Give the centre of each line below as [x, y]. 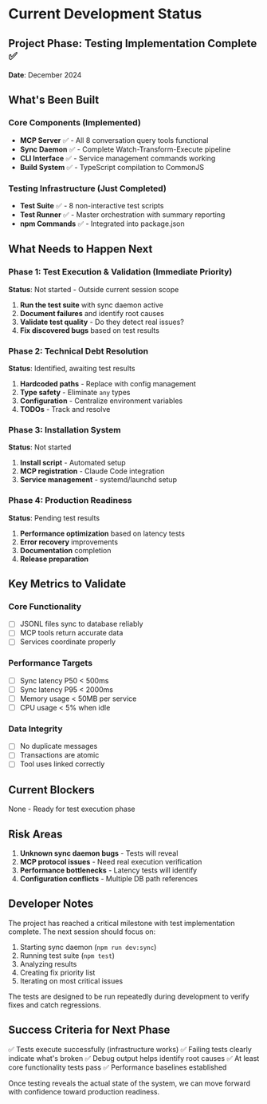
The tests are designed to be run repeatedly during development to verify [129, 996]
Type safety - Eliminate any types [75, 392]
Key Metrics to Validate [67, 584]
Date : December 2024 [45, 75]
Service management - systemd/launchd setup [98, 480]
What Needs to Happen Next [80, 249]
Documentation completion [65, 550]
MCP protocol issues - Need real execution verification [111, 862]
